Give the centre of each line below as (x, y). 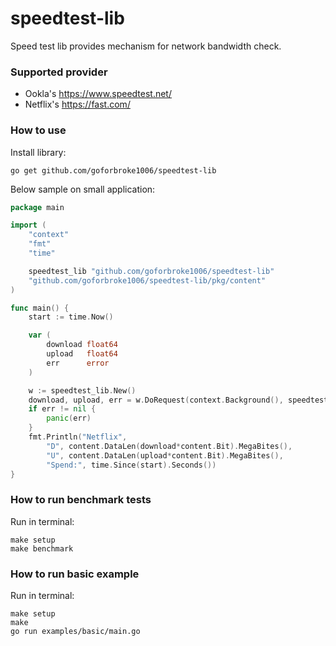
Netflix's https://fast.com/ (77, 104)
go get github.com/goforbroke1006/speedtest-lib (113, 170)
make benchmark (42, 548)
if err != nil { (62, 409)
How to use (38, 130)
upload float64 (82, 354)
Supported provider (59, 72)
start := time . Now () (71, 317)
